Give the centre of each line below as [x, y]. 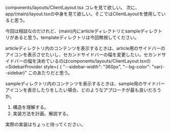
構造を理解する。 [31, 107]
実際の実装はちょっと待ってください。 [45, 124]
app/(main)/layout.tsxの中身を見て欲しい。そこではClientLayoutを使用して [83, 14]
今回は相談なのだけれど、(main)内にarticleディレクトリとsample [73, 31]
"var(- [158, 67]
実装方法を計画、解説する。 [42, 113]
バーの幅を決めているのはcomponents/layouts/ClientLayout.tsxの [82, 61]
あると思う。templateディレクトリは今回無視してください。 [77, 37]
